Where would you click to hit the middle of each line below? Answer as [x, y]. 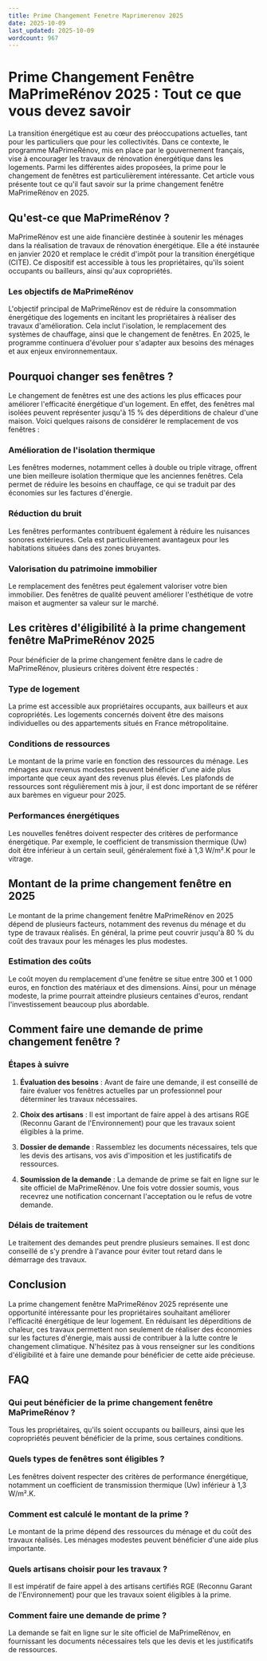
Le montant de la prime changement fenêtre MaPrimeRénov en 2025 [121, 915]
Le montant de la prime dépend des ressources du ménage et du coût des [130, 1531]
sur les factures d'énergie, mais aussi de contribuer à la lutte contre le [123, 1338]
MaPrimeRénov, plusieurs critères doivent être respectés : [104, 668]
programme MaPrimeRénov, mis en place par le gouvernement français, [126, 150]
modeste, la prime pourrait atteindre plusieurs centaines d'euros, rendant [128, 996]
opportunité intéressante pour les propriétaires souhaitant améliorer [120, 1312]
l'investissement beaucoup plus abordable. [79, 1004]
